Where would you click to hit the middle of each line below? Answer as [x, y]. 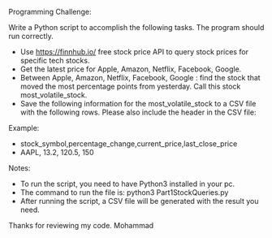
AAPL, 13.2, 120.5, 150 [57, 152]
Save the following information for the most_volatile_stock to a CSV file [138, 104]
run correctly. [31, 36]
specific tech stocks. [55, 61]
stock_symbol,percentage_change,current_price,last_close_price [129, 144]
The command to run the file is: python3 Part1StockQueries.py [124, 193]
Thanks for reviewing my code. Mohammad [81, 225]
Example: [24, 128]
